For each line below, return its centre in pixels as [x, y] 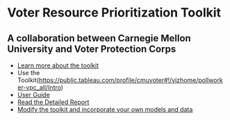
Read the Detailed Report [53, 102]
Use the [28, 73]
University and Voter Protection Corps [92, 49]
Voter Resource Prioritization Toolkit [114, 13]
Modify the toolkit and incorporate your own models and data [105, 109]
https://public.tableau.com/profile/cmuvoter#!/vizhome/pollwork [131, 80]
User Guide [33, 95]
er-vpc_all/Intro [39, 87]
